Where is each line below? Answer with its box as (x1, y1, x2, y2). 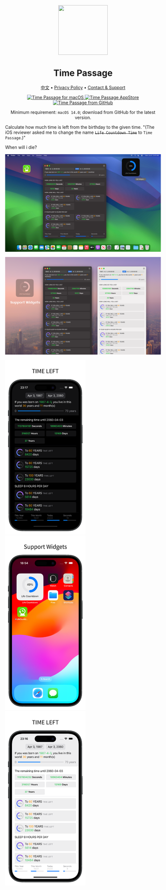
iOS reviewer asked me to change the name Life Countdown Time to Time (5, 129, 153, 135)
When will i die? (5, 144, 37, 150)
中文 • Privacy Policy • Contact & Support (41, 84, 125, 90)
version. (75, 114, 91, 120)
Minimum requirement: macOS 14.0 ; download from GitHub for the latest (10, 109, 156, 115)
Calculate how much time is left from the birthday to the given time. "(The (5, 124, 155, 130)
